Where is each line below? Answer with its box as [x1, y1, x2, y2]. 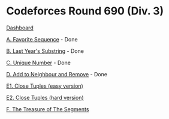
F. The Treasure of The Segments [6, 105, 89, 112]
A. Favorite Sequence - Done [6, 35, 78, 43]
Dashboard [6, 24, 34, 31]
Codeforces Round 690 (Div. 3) [6, 4, 164, 18]
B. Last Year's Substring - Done [6, 47, 84, 55]
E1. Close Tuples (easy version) [6, 82, 84, 90]
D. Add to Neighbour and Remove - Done [6, 70, 108, 78]
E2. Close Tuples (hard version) [6, 94, 84, 101]
